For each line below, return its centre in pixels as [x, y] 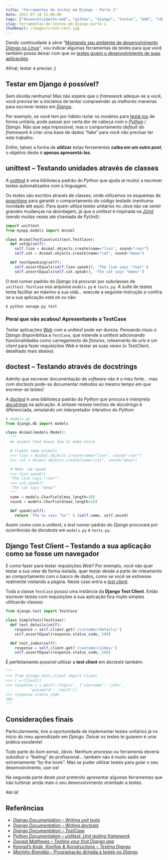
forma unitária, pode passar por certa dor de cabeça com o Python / [76, 121]
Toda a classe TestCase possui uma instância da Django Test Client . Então [82, 591]
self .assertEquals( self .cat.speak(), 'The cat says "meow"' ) [79, 271]
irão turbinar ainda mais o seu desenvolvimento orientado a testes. [74, 782]
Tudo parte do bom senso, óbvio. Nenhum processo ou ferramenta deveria [83, 752]
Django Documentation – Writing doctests [56, 825]
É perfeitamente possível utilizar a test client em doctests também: [75, 662]
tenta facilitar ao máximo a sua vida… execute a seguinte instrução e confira [84, 292]
